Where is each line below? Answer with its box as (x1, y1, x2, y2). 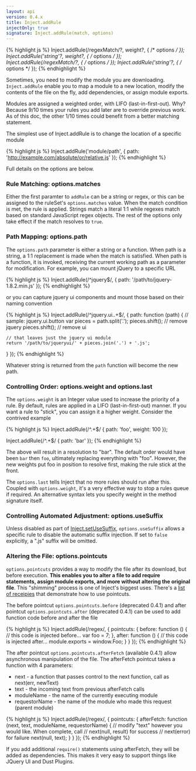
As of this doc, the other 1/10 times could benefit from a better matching (6, 112, 180, 120)
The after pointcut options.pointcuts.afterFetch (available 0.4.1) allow (6, 649, 177, 656)
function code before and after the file (6, 614, 98, 621)
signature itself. (6, 497, 43, 504)
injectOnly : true (6, 25, 49, 31)
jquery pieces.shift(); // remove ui (6, 323, 87, 331)
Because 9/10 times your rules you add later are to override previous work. (6, 107, 186, 114)
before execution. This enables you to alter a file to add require (6, 571, 160, 578)
